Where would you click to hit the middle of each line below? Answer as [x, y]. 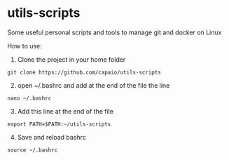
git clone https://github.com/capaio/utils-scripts [84, 72]
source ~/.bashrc [33, 150]
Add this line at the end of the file [65, 111]
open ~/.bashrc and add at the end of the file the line [93, 85]
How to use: [25, 46]
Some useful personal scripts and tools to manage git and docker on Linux [114, 32]
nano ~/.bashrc [29, 98]
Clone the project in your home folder [71, 59]
